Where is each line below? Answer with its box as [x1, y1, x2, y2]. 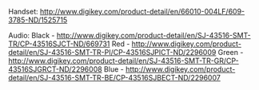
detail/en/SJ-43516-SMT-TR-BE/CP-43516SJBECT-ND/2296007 [8, 73, 221, 82]
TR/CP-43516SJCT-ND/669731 [8, 39, 110, 49]
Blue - [103, 65, 124, 74]
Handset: [8, 7, 38, 16]
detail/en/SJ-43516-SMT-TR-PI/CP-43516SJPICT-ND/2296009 [8, 48, 217, 57]
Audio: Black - [8, 31, 55, 40]
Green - [217, 48, 244, 57]
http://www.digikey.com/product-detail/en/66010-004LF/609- [39, 7, 245, 16]
